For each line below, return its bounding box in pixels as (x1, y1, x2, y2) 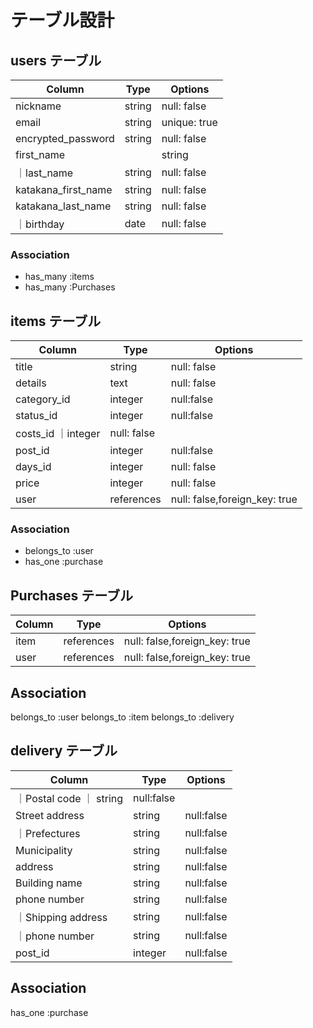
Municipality (15, 843, 73, 857)
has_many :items (24, 271, 95, 283)
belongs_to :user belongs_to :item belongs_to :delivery (10, 711, 235, 723)
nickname (15, 99, 62, 113)
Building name (15, 876, 83, 890)
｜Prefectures (15, 826, 81, 840)
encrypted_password (15, 132, 115, 145)
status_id (15, 409, 58, 423)
